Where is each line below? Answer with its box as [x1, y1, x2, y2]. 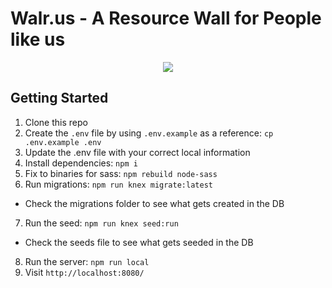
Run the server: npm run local [24, 255, 150, 267]
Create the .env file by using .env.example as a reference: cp [24, 127, 274, 139]
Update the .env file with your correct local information [24, 146, 251, 158]
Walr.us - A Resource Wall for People [10, 7, 322, 30]
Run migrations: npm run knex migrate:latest [24, 178, 213, 190]
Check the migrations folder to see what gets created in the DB [24, 197, 285, 209]
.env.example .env [24, 137, 102, 147]
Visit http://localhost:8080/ [24, 266, 145, 278]
